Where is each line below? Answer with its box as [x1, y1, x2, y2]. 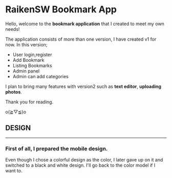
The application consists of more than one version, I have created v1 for [5, 36, 157, 42]
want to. [5, 168, 23, 174]
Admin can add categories [12, 73, 69, 79]
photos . [5, 88, 22, 95]
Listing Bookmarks [12, 62, 52, 68]
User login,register [12, 51, 52, 58]
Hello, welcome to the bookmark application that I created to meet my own [5, 21, 165, 27]
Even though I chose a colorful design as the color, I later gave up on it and [5, 157, 163, 163]
